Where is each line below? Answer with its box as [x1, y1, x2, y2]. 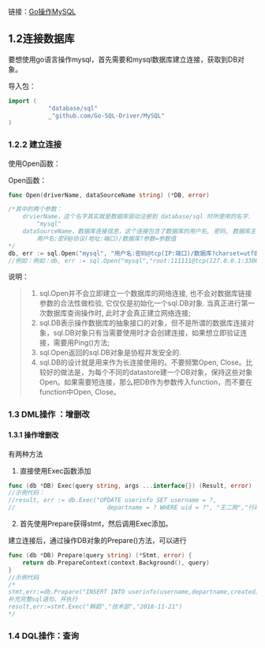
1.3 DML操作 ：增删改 [8, 409, 90, 420]
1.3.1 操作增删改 [8, 430, 59, 440]
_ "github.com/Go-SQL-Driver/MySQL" [48, 111, 166, 120]
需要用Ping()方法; [53, 338, 110, 347]
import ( [8, 97, 37, 105]
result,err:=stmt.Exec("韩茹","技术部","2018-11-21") [8, 603, 183, 611]
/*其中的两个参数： [8, 205, 63, 213]
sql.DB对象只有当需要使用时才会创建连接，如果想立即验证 [53, 328, 241, 338]
